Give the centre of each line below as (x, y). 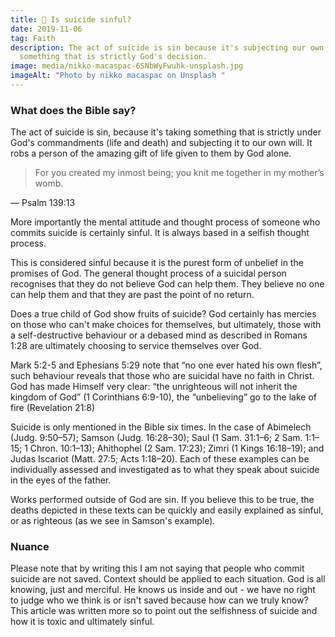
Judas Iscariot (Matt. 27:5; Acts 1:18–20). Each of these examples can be (160, 459)
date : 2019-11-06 (46, 29)
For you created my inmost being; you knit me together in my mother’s (179, 173)
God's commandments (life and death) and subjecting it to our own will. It (161, 143)
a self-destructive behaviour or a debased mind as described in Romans (159, 335)
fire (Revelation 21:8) (53, 408)
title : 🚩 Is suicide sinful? (71, 19)
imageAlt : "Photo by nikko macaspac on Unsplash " (118, 76)
